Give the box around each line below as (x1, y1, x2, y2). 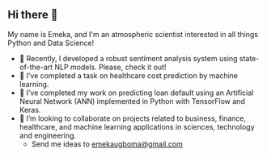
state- (239, 53, 260, 63)
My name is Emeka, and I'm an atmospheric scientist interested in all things (7, 29, 258, 39)
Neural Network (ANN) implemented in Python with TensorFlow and (19, 96, 246, 105)
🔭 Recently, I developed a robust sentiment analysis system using (19, 53, 238, 63)
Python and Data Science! (7, 38, 95, 48)
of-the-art (19, 62, 53, 72)
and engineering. (19, 130, 77, 140)
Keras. (19, 105, 41, 114)
